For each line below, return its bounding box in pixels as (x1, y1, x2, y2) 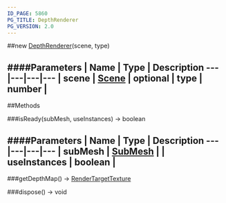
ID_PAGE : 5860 (7, 10, 48, 17)
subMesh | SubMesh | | (63, 145, 165, 157)
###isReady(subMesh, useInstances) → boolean (7, 115, 146, 123)
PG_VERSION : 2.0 (7, 23, 54, 30)
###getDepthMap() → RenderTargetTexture (7, 175, 131, 182)
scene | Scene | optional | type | (63, 72, 203, 84)
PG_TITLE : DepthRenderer (7, 17, 79, 23)
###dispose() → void (7, 188, 67, 196)
